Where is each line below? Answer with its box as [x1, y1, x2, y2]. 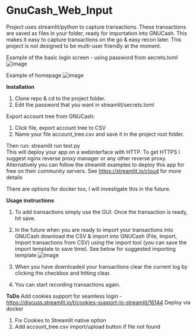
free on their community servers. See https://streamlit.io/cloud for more [6, 167, 181, 175]
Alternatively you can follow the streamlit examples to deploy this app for [6, 161, 185, 168]
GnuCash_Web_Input [6, 4, 113, 17]
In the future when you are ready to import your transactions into [14, 226, 173, 233]
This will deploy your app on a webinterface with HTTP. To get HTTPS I [6, 148, 180, 155]
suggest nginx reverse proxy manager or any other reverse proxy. [6, 154, 167, 161]
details [6, 173, 23, 181]
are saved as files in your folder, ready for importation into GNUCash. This [6, 29, 187, 36]
